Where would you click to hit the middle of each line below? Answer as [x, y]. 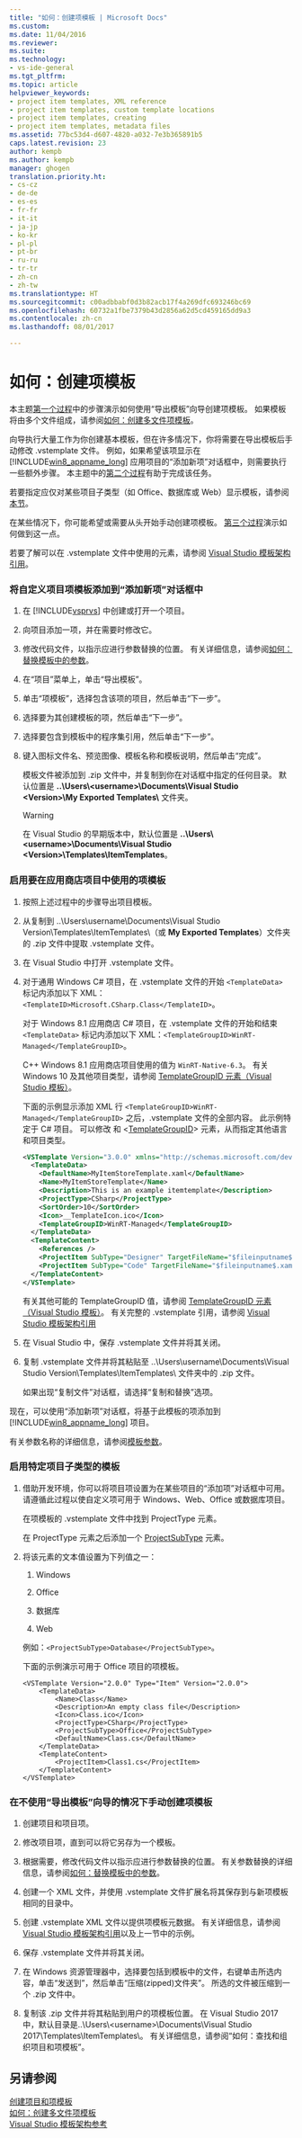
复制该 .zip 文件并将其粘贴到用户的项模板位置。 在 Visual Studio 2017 [150, 2013]
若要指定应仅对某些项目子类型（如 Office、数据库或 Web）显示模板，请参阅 [149, 492]
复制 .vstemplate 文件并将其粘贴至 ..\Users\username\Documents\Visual [155, 1361]
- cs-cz [24, 185]
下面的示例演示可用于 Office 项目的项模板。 [103, 1666]
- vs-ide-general [42, 68]
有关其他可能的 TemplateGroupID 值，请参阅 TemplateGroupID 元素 [147, 1301]
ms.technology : [38, 59]
